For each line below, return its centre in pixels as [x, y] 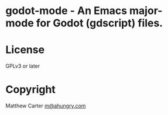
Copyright [31, 90]
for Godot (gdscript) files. [100, 23]
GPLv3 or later [23, 66]
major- [146, 11]
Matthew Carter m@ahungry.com [46, 106]
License [25, 50]
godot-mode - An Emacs [66, 11]
